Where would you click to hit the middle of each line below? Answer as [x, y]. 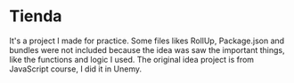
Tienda [36, 16]
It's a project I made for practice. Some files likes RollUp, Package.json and [147, 41]
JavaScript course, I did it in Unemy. [76, 69]
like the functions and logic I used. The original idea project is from [132, 59]
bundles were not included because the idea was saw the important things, [147, 49]
